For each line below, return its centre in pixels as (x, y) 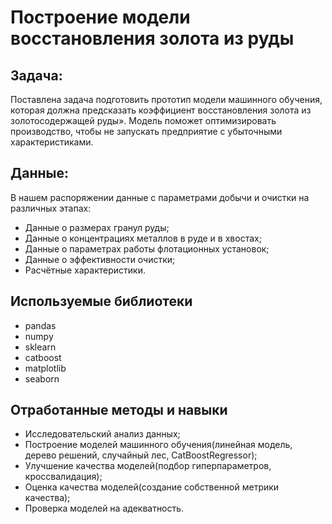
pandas (40, 325)
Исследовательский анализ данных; (102, 434)
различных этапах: (51, 208)
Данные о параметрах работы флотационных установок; (147, 248)
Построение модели (100, 17)
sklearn (40, 347)
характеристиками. (52, 142)
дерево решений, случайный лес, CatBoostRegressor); (141, 455)
